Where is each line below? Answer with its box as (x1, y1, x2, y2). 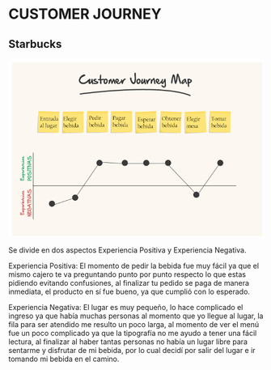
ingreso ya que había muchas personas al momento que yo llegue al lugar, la (8, 311, 264, 321)
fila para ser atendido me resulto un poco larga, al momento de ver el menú (8, 320, 260, 330)
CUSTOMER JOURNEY (8, 5, 162, 23)
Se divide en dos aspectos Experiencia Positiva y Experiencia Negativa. (8, 245, 247, 255)
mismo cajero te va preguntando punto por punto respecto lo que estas (8, 270, 247, 279)
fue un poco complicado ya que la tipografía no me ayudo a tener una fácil (8, 329, 257, 338)
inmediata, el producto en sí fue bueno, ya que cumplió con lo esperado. (8, 287, 251, 296)
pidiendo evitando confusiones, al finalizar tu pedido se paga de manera (8, 279, 249, 288)
